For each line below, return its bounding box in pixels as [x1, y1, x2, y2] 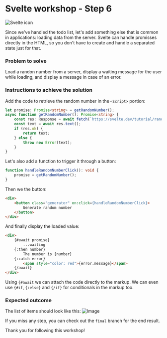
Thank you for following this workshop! [5, 328, 85, 334]
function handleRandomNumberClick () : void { [5, 168, 99, 173]
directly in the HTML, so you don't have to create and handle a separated [5, 39, 155, 45]
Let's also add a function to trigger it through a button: [5, 158, 116, 165]
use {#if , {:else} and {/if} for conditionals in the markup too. [5, 285, 134, 291]
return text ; [23, 131, 50, 136]
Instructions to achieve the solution [5, 87, 93, 94]
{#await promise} [14, 238, 50, 243]
